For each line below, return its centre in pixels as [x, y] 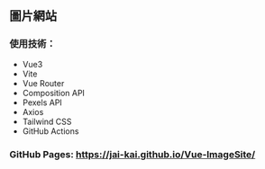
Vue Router [43, 83]
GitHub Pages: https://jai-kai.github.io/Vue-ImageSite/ [132, 154]
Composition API [54, 93]
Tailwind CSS [47, 121]
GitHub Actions [50, 131]
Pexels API [42, 102]
